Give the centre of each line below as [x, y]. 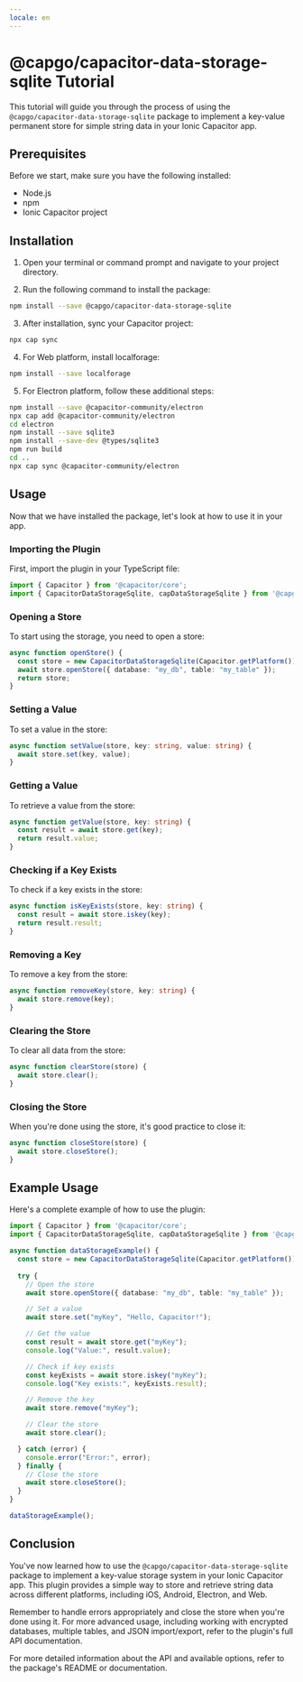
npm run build [36, 449]
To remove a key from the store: [69, 975]
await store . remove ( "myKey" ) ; [83, 1409]
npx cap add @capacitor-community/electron [92, 416]
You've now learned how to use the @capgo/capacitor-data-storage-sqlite [149, 1566]
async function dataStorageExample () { [84, 1251]
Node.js [37, 193]
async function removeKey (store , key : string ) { [102, 991]
